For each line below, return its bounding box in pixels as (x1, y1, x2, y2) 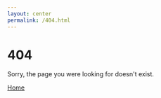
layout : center (7, 10, 52, 17)
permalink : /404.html (7, 17, 71, 24)
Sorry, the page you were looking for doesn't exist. (7, 70, 155, 78)
